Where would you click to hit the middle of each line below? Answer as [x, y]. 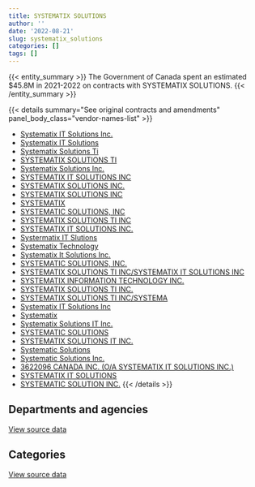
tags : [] [23, 54]
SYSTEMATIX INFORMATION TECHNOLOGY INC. [102, 280]
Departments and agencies [78, 409]
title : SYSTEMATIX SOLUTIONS [57, 16]
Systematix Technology [59, 246]
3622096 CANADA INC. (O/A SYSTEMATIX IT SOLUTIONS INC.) [127, 367]
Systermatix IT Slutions [59, 237]
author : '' [27, 24]
